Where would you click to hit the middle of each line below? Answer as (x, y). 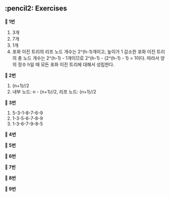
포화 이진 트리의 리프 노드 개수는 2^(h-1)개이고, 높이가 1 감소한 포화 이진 (84, 51)
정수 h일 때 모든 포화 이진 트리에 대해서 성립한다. (66, 64)
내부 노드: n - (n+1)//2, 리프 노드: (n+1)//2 (54, 91)
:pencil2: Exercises (36, 8)
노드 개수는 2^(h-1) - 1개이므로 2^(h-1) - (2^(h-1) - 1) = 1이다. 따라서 (91, 58)
